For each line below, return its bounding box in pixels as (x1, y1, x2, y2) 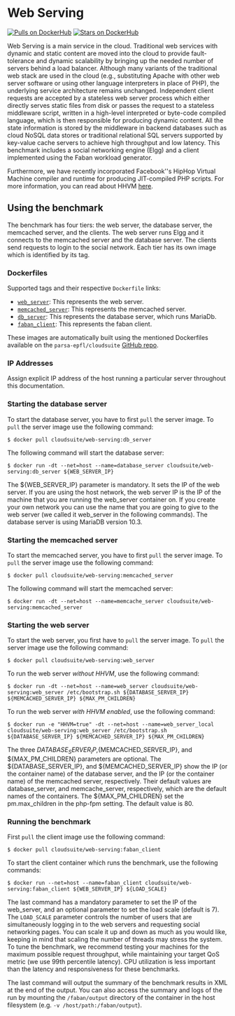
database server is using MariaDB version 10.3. (7, 517, 143, 526)
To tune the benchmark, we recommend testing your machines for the (7, 942, 209, 951)
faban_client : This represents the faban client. (17, 320, 152, 329)
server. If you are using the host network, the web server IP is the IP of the (7, 488, 222, 496)
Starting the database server (7, 399, 107, 409)
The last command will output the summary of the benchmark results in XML (7, 979, 228, 987)
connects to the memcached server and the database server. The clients (7, 235, 217, 244)
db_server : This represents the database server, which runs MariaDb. (17, 313, 217, 321)
